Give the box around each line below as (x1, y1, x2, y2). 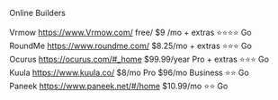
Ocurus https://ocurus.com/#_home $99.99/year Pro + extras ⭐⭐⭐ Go (9, 54, 270, 64)
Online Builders (9, 8, 66, 18)
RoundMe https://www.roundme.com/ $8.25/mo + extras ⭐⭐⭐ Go (9, 40, 252, 51)
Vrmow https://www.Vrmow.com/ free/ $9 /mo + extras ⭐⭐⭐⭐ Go (9, 27, 252, 37)
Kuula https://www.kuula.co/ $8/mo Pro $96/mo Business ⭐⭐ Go (9, 67, 249, 78)
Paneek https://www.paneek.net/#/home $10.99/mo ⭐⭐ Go (9, 80, 229, 91)
